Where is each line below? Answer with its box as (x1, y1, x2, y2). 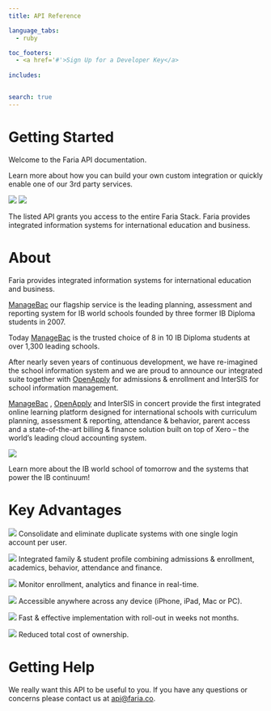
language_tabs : (8, 26, 60, 35)
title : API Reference (8, 11, 82, 20)
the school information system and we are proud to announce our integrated (8, 366, 263, 375)
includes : (8, 71, 42, 79)
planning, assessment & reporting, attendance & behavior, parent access (8, 415, 251, 426)
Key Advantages (8, 500, 122, 519)
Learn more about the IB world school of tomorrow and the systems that (8, 464, 249, 473)
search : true (8, 93, 53, 101)
